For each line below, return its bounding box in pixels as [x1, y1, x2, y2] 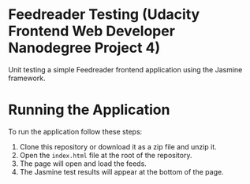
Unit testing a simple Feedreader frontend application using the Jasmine [8, 64, 243, 74]
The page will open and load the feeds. [19, 159, 147, 168]
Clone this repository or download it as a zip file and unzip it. [19, 142, 217, 151]
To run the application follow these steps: [8, 127, 143, 136]
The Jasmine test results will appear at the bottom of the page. [19, 167, 224, 176]
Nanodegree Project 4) [8, 39, 161, 57]
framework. [8, 73, 46, 83]
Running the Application [8, 101, 170, 119]
